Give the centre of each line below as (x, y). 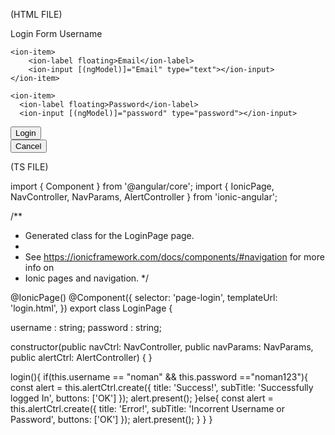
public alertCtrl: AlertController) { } (81, 357)
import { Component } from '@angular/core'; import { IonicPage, (142, 186)
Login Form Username (56, 33)
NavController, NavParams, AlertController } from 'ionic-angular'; (144, 197)
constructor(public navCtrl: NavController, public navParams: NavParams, (162, 347)
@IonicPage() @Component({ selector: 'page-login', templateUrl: (144, 297)
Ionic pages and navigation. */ (87, 278)
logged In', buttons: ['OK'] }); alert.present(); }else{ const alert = (142, 398)
